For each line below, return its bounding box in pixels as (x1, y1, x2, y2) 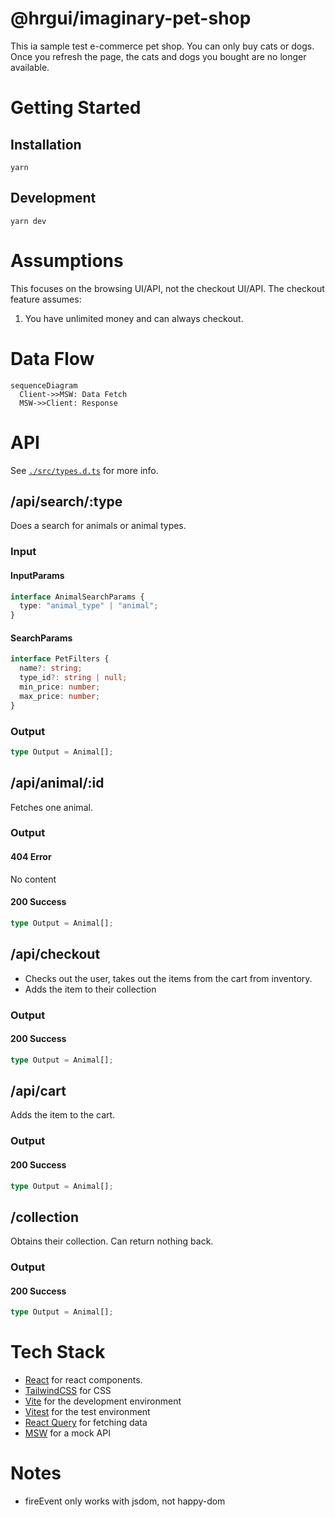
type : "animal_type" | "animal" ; (19, 601, 159, 611)
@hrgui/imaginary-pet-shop (10, 7, 252, 30)
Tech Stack (10, 1341, 106, 1364)
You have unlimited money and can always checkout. (24, 312, 244, 324)
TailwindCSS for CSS (24, 1385, 112, 1397)
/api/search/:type (10, 493, 123, 510)
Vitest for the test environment (24, 1406, 151, 1418)
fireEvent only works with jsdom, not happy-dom (24, 1495, 226, 1507)
